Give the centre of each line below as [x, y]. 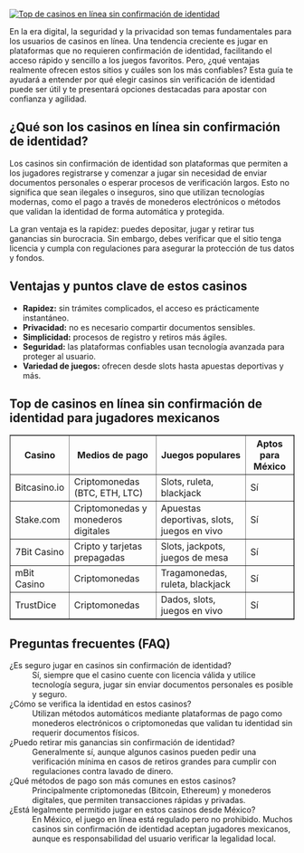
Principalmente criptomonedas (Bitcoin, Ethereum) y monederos [152, 791]
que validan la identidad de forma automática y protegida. [117, 211]
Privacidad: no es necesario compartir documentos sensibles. [139, 327]
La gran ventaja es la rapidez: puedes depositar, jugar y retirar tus [132, 229]
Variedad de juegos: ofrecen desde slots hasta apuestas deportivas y [153, 366]
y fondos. [27, 257]
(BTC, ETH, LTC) [108, 494]
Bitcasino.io [40, 487]
